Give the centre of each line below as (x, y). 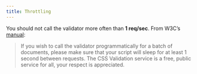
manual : (16, 34)
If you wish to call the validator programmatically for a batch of (96, 46)
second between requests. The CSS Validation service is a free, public (106, 58)
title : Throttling (29, 11)
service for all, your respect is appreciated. (72, 65)
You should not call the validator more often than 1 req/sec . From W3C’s (93, 28)
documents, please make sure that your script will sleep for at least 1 (103, 52)
